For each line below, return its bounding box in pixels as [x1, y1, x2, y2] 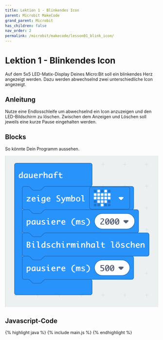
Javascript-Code [5, 317, 57, 325]
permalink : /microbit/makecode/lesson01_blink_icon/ [5, 34, 114, 38]
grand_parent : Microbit [5, 18, 54, 23]
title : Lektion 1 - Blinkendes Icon [5, 8, 79, 13]
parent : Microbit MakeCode [5, 13, 60, 18]
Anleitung [5, 95, 36, 104]
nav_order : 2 [5, 28, 32, 34]
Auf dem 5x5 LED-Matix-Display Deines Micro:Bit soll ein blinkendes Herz [5, 71, 153, 77]
